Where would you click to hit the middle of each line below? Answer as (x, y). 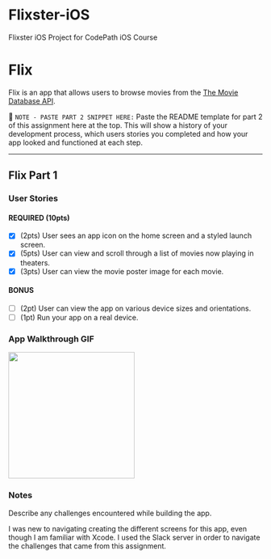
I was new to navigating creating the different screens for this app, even (128, 528)
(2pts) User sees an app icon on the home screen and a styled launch (136, 235)
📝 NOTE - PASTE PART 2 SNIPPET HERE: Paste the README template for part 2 (135, 116)
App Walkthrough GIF (51, 339)
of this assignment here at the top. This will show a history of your (118, 125)
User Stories (33, 198)
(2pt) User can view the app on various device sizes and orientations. (135, 308)
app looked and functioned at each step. (76, 142)
